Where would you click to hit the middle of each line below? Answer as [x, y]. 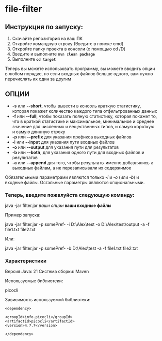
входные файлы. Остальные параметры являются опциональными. [75, 182]
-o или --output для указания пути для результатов [65, 147]
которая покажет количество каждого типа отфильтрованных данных [85, 111]
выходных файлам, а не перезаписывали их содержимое [72, 168]
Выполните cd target [34, 59]
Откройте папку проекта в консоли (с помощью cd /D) [69, 49]
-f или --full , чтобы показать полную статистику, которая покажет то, [84, 116]
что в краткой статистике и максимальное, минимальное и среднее [83, 121]
